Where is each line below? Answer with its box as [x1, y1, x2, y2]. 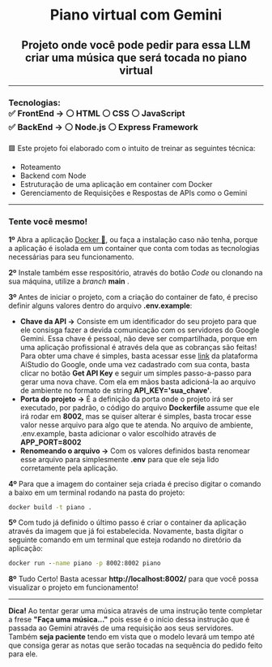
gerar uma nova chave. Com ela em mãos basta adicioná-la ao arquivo [19, 376, 257, 387]
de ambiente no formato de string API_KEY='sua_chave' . [19, 385, 212, 395]
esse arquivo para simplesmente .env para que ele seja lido [19, 454, 219, 464]
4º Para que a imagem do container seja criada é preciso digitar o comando [8, 479, 261, 488]
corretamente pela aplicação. [19, 463, 119, 473]
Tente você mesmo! [8, 216, 88, 227]
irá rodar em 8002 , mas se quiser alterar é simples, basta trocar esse [19, 411, 253, 421]
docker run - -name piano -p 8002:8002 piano [8, 559, 161, 568]
